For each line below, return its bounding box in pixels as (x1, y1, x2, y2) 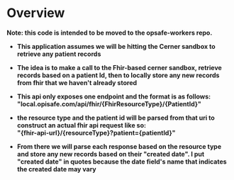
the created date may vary (16, 164, 96, 173)
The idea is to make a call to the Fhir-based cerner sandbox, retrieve (16, 63, 223, 72)
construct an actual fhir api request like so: (16, 120, 147, 129)
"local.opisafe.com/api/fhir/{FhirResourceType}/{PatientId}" (16, 99, 201, 108)
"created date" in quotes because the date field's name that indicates (16, 157, 228, 166)
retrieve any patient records (16, 50, 101, 58)
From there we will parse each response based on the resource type (16, 142, 221, 150)
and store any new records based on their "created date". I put (16, 150, 205, 158)
